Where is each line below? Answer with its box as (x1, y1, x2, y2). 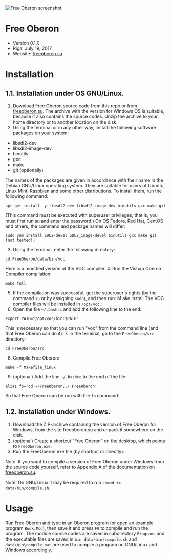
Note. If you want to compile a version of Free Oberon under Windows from (5, 458, 164, 464)
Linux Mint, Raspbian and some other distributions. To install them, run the (5, 188, 162, 194)
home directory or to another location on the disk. (12, 118, 118, 125)
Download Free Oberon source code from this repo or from (12, 103, 137, 109)
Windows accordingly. (5, 547, 52, 553)
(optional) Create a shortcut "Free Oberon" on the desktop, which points (12, 437, 165, 444)
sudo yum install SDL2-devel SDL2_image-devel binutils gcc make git (5, 233, 157, 238)
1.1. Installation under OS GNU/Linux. (5, 89, 124, 97)
